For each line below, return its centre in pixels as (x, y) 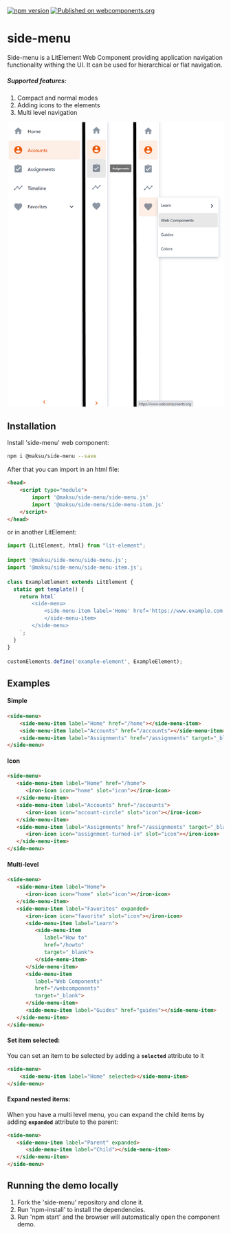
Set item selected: (34, 1040)
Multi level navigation (47, 112)
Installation (32, 426)
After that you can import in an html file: (63, 469)
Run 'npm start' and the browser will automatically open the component (118, 1217)
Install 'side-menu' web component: (58, 443)
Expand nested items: (39, 1099)
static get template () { (49, 589)
